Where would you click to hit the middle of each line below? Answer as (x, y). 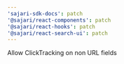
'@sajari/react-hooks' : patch (51, 26)
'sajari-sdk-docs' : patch (45, 14)
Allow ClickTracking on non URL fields (62, 53)
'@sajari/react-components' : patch (59, 20)
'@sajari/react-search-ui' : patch (58, 33)
